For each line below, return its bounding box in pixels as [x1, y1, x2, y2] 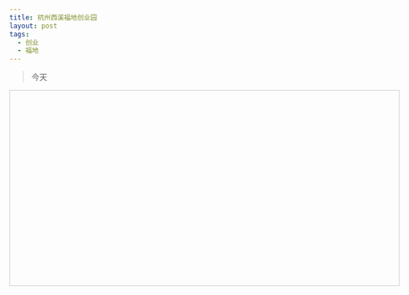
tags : [9, 29, 29, 38]
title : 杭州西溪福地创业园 [9, 12, 98, 22]
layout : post [9, 21, 58, 30]
